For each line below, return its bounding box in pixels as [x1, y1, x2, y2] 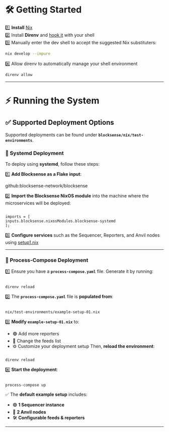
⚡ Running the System [5, 95, 100, 106]
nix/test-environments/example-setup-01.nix [5, 310, 100, 315]
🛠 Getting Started [5, 4, 82, 16]
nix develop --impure [5, 51, 51, 56]
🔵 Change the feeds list [12, 338, 61, 344]
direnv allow [5, 72, 33, 77]
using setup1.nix [5, 239, 39, 245]
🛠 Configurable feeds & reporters [12, 415, 85, 421]
